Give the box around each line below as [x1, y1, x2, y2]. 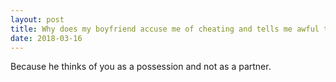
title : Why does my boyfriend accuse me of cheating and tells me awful [10, 24, 320, 34]
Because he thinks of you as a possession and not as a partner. [10, 61, 272, 73]
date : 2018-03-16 [10, 33, 83, 43]
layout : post [10, 14, 65, 25]
